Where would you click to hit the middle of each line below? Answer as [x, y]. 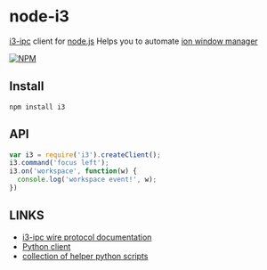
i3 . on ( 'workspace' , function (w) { [73, 171]
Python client [46, 246]
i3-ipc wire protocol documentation [87, 237]
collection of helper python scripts [85, 256]
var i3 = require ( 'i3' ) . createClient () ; [85, 155]
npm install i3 [37, 107]
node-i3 [39, 16]
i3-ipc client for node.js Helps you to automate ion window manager [133, 41]
